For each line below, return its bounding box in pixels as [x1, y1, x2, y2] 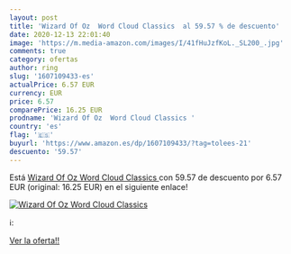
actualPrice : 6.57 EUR [9, 80, 95, 89]
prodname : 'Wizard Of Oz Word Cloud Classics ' [9, 113, 196, 122]
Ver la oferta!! [9, 235, 60, 246]
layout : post [9, 13, 59, 23]
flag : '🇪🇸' [9, 131, 54, 140]
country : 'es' [9, 122, 63, 132]
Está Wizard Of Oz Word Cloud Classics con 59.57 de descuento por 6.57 [9, 172, 282, 183]
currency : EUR [9, 88, 63, 97]
